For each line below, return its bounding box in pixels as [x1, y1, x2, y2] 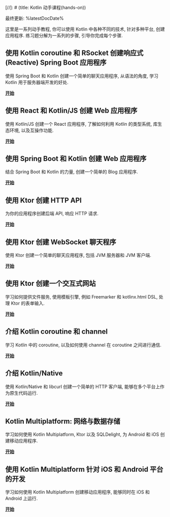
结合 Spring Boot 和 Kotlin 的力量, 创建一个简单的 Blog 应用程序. [5, 169, 138, 175]
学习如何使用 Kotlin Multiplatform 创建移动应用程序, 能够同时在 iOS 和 [5, 489, 150, 495]
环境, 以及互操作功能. [9, 127, 54, 133]
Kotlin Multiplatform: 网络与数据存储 [5, 417, 121, 425]
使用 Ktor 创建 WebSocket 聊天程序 [5, 237, 117, 246]
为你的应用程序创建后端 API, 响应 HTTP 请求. [5, 210, 99, 216]
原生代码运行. [9, 390, 38, 396]
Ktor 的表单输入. [11, 300, 45, 306]
